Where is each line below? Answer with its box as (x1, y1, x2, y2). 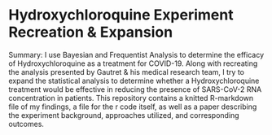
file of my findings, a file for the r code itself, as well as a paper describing (8, 102, 257, 111)
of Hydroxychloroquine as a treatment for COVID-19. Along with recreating (8, 59, 258, 68)
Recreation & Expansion (8, 23, 173, 41)
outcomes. (8, 119, 45, 128)
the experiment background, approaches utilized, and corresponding (8, 110, 239, 120)
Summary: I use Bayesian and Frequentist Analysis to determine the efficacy (8, 50, 265, 59)
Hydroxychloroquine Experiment (8, 6, 234, 24)
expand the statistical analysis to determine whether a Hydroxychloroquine (8, 76, 260, 85)
